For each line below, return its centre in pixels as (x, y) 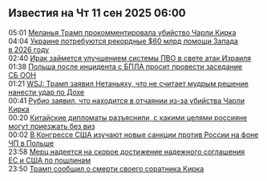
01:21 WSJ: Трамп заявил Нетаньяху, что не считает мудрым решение (128, 83)
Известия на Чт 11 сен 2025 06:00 (97, 13)
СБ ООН (22, 74)
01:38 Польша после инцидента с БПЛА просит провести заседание (125, 66)
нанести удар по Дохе (47, 92)
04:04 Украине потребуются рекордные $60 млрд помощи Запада (123, 41)
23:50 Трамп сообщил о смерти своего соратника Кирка (106, 168)
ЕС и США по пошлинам (49, 160)
